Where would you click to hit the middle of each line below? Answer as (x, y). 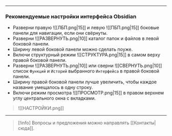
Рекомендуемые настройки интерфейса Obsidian (71, 16)
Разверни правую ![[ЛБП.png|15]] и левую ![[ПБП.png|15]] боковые (86, 28)
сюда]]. (26, 128)
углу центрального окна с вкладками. (54, 98)
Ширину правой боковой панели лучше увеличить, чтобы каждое (85, 82)
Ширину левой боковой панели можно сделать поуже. (73, 50)
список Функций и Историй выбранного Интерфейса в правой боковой (86, 71)
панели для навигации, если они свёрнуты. (60, 33)
